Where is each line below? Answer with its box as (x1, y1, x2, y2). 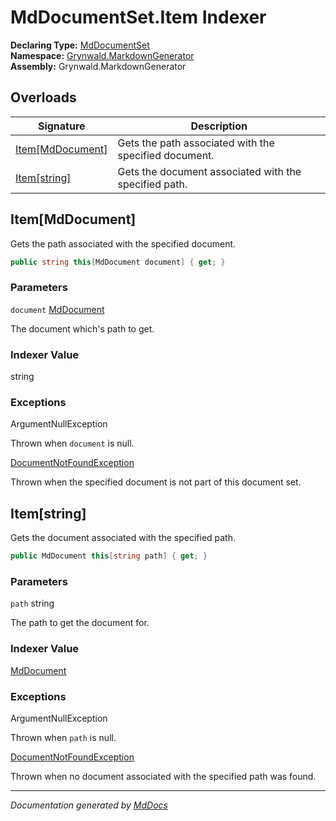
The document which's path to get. (10, 322, 155, 335)
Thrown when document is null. (10, 437, 135, 450)
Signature (37, 119, 86, 133)
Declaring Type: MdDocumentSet (10, 39, 150, 51)
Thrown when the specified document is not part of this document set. (10, 476, 302, 488)
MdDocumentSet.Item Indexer (10, 6, 267, 29)
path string (10, 597, 55, 610)
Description (190, 119, 248, 133)
